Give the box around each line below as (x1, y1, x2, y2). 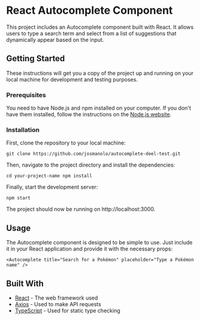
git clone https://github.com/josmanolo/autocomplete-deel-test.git (6, 151, 181, 157)
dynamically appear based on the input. (6, 36, 104, 43)
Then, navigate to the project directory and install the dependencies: (6, 161, 175, 168)
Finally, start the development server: (6, 183, 98, 191)
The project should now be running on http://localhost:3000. (6, 206, 156, 213)
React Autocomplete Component (6, 4, 173, 17)
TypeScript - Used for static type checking (14, 307, 121, 314)
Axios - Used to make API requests (14, 300, 102, 307)
